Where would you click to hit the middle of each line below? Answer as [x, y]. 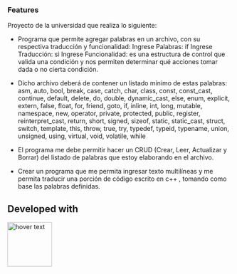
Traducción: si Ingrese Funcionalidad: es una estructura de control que [121, 54]
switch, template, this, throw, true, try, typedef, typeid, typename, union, [123, 129]
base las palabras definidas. [59, 186]
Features [23, 10]
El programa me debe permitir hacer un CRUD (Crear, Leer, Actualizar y [122, 150]
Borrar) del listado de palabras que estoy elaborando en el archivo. [116, 157]
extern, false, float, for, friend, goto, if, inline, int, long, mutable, [110, 106]
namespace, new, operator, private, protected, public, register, [109, 114]
